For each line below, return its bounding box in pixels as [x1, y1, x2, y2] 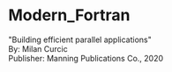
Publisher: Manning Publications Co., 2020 [8, 53, 164, 63]
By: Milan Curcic [8, 43, 68, 54]
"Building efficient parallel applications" [8, 34, 152, 45]
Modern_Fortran [8, 5, 131, 25]
